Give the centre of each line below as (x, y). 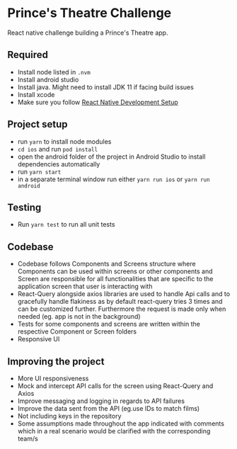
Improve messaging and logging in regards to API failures (101, 401)
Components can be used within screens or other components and (115, 271)
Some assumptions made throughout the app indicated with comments (121, 424)
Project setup (38, 124)
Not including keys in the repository (69, 416)
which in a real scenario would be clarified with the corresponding (114, 431)
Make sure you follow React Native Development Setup (98, 102)
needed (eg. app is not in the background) (79, 317)
